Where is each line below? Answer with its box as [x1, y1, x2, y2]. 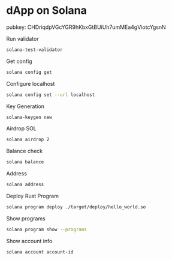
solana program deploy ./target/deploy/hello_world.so [6, 204, 146, 210]
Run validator [6, 35, 39, 42]
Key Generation [6, 103, 45, 110]
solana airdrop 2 [6, 136, 50, 143]
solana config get [6, 69, 52, 75]
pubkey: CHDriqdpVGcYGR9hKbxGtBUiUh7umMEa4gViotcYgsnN [6, 23, 166, 31]
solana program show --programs [6, 226, 87, 232]
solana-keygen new [6, 114, 52, 120]
